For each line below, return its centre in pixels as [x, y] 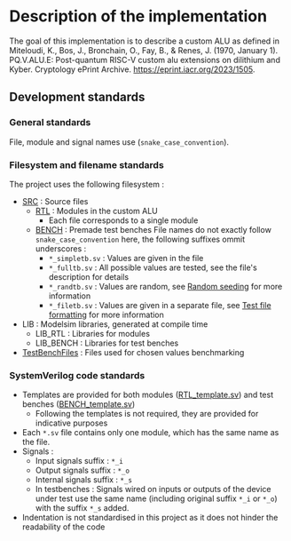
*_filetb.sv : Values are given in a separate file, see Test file [160, 305]
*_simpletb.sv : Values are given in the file [126, 258]
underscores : [61, 248]
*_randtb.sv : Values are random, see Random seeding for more [165, 286]
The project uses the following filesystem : [87, 184]
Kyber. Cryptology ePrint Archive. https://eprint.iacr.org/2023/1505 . [132, 69]
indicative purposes [71, 423]
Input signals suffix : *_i [79, 461]
